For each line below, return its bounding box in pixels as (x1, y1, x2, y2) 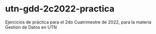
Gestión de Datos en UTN (5, 24, 57, 30)
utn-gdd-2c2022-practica (5, 3, 115, 14)
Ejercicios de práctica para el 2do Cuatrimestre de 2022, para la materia (5, 19, 152, 25)
